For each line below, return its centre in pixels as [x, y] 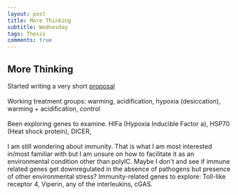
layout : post [27, 14]
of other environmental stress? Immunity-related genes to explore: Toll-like [117, 176]
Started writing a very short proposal [61, 86]
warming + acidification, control [54, 108]
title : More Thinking [39, 21]
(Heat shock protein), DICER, [49, 131]
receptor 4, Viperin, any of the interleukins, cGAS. [80, 184]
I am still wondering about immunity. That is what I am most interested [110, 146]
